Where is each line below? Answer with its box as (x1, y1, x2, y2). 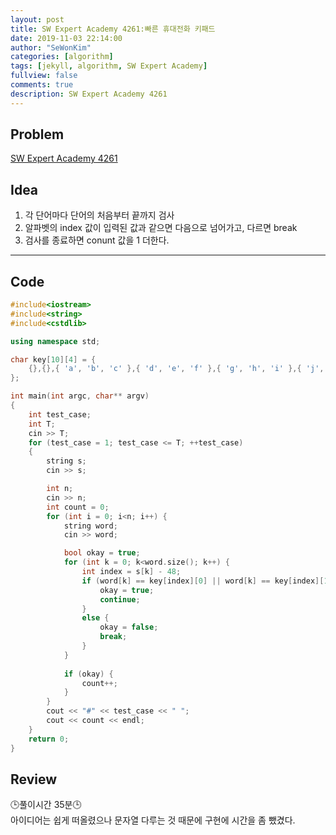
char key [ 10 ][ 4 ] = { (10, 354, 97, 365)
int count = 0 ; (46, 502, 110, 512)
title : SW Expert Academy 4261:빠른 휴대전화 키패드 (10, 24, 216, 34)
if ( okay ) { (63, 669, 114, 679)
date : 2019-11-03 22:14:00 (10, 33, 123, 43)
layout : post (10, 14, 65, 25)
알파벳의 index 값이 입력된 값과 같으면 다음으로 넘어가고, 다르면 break (24, 222, 298, 234)
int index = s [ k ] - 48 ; (81, 567, 182, 577)
